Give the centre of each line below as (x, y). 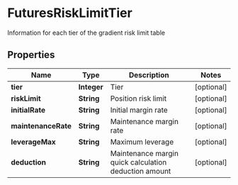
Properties (31, 55)
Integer (91, 86)
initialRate (28, 110)
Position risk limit (138, 99)
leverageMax (34, 142)
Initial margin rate (139, 110)
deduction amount (141, 171)
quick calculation (138, 162)
